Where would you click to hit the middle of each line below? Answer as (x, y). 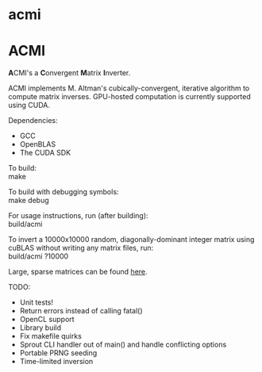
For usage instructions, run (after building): (78, 216)
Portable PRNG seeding (58, 353)
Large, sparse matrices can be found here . (78, 272)
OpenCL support (47, 320)
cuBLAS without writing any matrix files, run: (81, 248)
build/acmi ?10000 (39, 256)
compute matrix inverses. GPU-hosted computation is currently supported (130, 97)
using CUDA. (29, 105)
